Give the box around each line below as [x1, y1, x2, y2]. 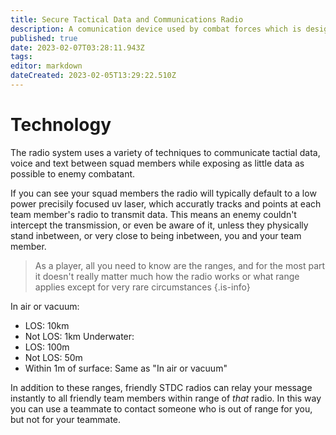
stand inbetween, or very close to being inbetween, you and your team [10, 229, 302, 241]
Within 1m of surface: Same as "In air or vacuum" [24, 362, 228, 374]
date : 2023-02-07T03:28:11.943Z [10, 42, 145, 53]
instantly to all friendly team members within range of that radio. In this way [10, 392, 322, 404]
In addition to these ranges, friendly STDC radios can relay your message [10, 381, 313, 393]
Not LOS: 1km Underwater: [24, 330, 135, 342]
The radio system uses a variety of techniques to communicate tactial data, [10, 146, 321, 158]
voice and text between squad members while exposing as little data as [10, 157, 305, 169]
